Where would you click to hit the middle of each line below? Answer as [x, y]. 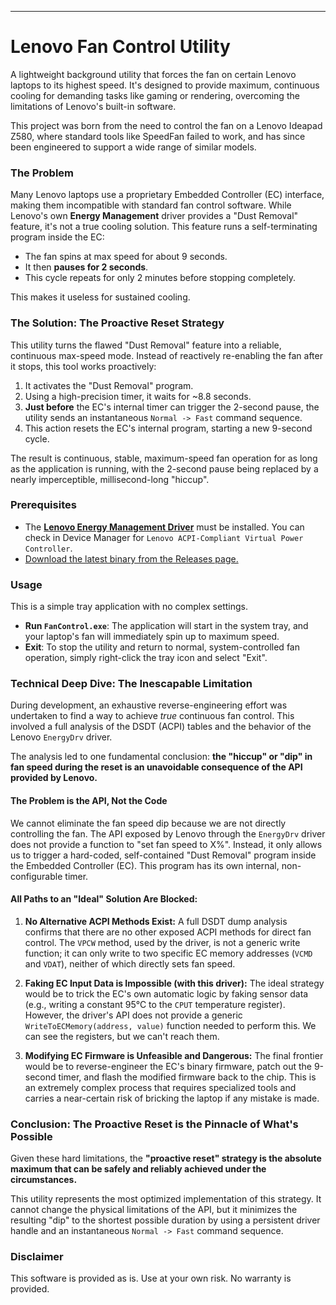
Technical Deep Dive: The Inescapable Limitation [131, 684]
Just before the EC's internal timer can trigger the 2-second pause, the [172, 407]
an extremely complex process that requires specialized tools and [160, 1087]
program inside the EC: [57, 237]
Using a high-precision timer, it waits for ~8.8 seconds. [138, 396]
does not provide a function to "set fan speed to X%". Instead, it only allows [166, 844]
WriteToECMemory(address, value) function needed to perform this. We [170, 1025]
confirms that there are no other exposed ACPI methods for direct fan [168, 932]
